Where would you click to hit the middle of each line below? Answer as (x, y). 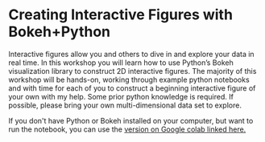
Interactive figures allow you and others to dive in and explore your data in (132, 54)
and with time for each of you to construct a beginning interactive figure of (132, 88)
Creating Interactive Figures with (121, 15)
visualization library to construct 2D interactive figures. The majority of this (132, 71)
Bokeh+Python (60, 32)
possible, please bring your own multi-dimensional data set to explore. (125, 105)
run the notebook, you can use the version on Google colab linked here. (127, 129)
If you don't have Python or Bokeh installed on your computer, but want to (131, 120)
